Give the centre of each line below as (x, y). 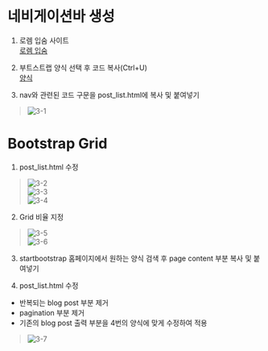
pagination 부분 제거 (52, 312)
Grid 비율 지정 (41, 217)
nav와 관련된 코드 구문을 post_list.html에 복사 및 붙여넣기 (109, 94)
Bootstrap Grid (58, 144)
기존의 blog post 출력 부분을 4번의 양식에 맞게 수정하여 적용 (113, 323)
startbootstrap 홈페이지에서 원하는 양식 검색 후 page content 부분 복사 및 (135, 258)
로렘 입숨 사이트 (44, 40)
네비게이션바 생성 (61, 17)
